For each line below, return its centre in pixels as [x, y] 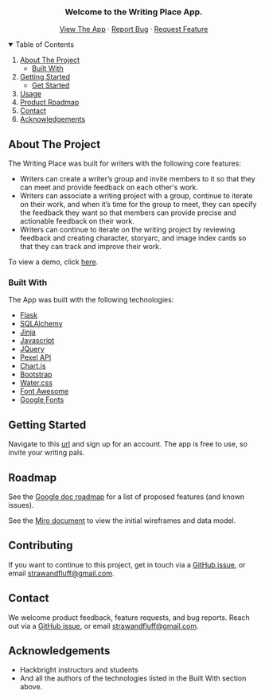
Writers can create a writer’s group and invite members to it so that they [138, 179]
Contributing [41, 546]
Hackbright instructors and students [79, 670]
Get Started [51, 85]
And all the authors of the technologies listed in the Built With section [133, 678]
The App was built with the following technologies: [91, 300]
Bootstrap [36, 374]
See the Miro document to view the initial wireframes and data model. [122, 521]
